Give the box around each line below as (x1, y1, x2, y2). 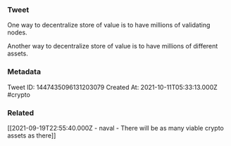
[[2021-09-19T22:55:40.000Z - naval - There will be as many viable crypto (7, 124, 224, 132)
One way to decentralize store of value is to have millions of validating (7, 21, 211, 29)
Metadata (7, 67, 41, 77)
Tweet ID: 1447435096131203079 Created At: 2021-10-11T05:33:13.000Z (7, 83, 218, 91)
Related (7, 107, 35, 117)
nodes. (7, 28, 27, 36)
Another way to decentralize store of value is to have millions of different (7, 42, 218, 51)
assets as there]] (7, 131, 56, 140)
